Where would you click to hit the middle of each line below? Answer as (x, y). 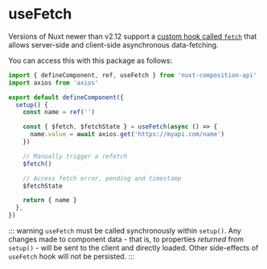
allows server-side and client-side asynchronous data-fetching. (113, 44)
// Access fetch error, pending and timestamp (102, 178)
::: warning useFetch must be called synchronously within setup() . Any (125, 231)
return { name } (50, 201)
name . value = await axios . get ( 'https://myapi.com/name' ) (127, 134)
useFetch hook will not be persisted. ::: (72, 257)
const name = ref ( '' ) (59, 112)
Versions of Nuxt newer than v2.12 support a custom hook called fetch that (133, 36)
